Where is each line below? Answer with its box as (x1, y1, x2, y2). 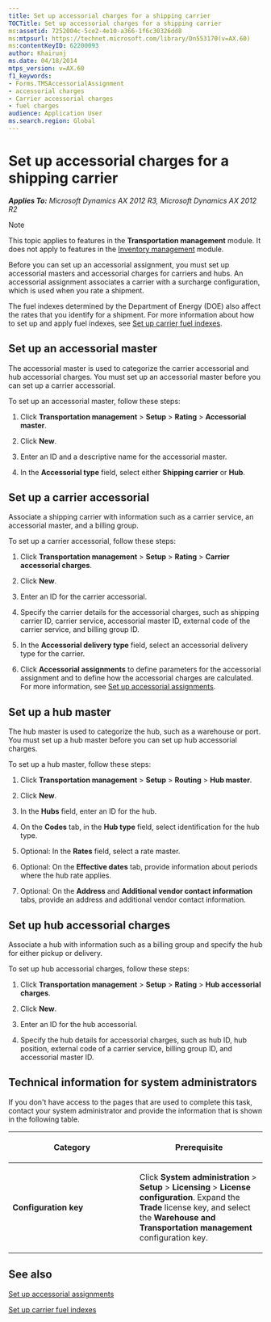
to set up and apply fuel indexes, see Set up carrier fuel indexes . (8, 318, 223, 328)
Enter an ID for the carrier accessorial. (19, 592, 148, 602)
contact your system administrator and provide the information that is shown (8, 1105, 263, 1115)
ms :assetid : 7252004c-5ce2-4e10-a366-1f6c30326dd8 (8, 27, 182, 35)
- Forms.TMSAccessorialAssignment (8, 79, 125, 87)
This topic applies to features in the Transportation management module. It (8, 235, 261, 245)
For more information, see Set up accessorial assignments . (19, 682, 216, 692)
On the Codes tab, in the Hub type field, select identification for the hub (19, 822, 260, 832)
